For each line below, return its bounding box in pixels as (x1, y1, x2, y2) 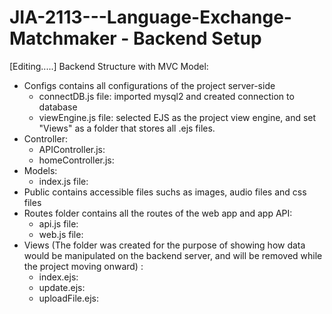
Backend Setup (133, 27, 262, 50)
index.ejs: (38, 271, 79, 283)
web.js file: (38, 228, 84, 240)
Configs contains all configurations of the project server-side (23, 79, 276, 91)
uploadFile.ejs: (38, 292, 100, 304)
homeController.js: (38, 154, 115, 166)
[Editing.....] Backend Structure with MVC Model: (9, 60, 209, 72)
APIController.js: (38, 143, 106, 155)
